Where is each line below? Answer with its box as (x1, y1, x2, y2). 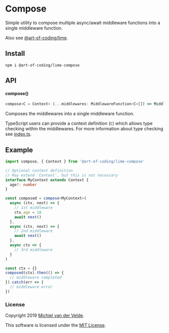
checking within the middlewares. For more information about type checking (5, 126, 163, 132)
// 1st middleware (14, 205, 53, 210)
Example (5, 145, 33, 154)
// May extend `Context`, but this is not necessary (5, 173, 118, 178)
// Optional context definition (5, 168, 73, 173)
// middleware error (10, 285, 53, 290)
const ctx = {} (5, 266, 37, 271)
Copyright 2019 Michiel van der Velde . (5, 312, 84, 318)
